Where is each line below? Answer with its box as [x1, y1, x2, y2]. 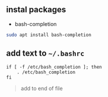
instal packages [6, 5, 66, 15]
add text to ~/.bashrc [6, 48, 85, 59]
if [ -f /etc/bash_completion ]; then [6, 64, 102, 70]
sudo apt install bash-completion [6, 32, 92, 38]
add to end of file [20, 85, 63, 92]
